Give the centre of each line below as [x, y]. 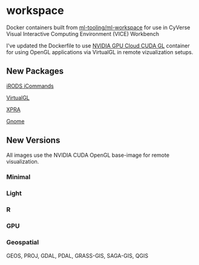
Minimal [19, 177]
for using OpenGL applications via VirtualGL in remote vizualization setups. [100, 52]
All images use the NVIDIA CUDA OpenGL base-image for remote [88, 155]
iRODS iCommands [30, 86]
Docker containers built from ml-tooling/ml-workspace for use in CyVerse [98, 27]
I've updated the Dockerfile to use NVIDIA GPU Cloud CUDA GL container [98, 46]
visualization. [23, 161]
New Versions [33, 140]
